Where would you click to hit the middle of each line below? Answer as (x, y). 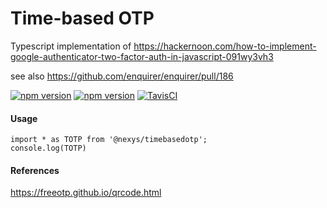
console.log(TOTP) (48, 148)
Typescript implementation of (71, 46)
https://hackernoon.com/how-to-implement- (225, 46)
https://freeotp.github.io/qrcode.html (86, 193)
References (35, 170)
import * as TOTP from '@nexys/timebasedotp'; (109, 140)
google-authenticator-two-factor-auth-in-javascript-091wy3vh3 (142, 56)
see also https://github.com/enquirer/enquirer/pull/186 (122, 76)
